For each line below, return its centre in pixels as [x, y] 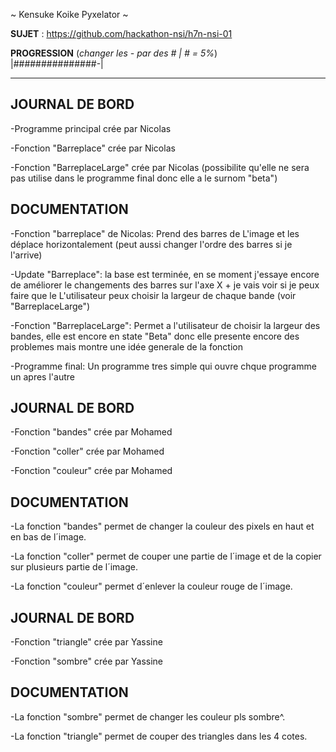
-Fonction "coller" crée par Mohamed [87, 451]
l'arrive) [26, 255]
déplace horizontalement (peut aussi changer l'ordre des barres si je [151, 244]
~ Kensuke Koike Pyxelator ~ [69, 14]
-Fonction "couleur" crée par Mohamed [91, 471]
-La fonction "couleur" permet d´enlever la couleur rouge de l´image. [151, 586]
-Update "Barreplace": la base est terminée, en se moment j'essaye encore [165, 274]
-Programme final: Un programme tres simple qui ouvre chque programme [163, 366]
